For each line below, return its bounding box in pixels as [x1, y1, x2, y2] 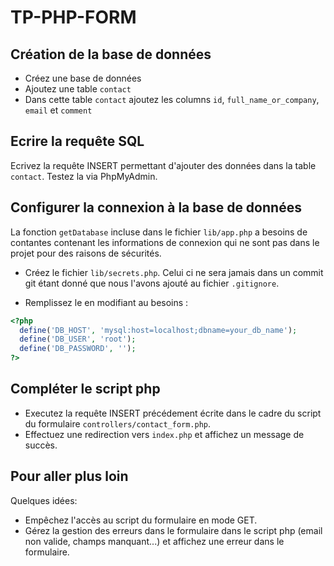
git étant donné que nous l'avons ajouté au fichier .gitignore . [24, 277, 280, 289]
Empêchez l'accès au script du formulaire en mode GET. [24, 514, 258, 526]
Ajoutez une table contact [24, 83, 132, 95]
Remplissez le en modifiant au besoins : [24, 296, 189, 308]
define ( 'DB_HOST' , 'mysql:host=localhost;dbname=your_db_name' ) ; [19, 325, 298, 335]
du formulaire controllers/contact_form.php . [24, 417, 212, 430]
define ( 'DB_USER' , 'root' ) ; [19, 334, 137, 345]
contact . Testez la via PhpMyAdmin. [10, 170, 158, 182]
